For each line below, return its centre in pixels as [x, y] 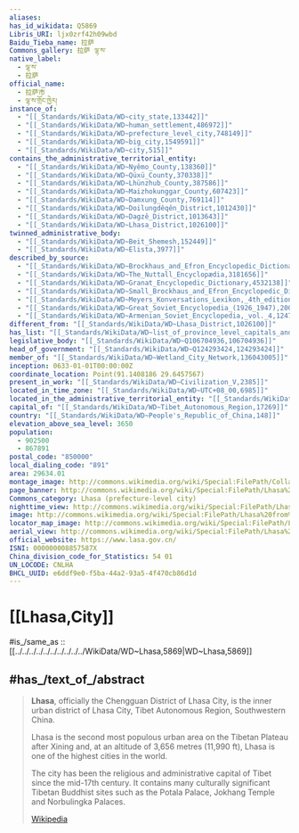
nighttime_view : [39, 507]
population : [31, 432]
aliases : [25, 17]
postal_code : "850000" [51, 457]
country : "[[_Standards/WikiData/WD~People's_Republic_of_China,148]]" [145, 416]
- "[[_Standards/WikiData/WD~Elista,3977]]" [101, 250]
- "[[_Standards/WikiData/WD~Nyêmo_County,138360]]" [117, 167]
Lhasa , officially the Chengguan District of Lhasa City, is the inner [151, 701]
